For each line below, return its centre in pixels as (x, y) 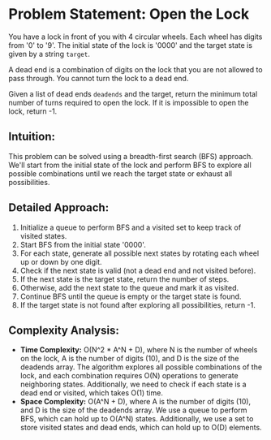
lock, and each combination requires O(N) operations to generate (129, 376)
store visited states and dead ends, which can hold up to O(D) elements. (141, 428)
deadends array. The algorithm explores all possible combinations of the (141, 367)
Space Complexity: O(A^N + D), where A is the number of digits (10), (135, 402)
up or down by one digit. (61, 261)
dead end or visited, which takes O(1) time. (92, 393)
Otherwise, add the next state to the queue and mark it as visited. (129, 287)
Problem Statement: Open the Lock (129, 14)
